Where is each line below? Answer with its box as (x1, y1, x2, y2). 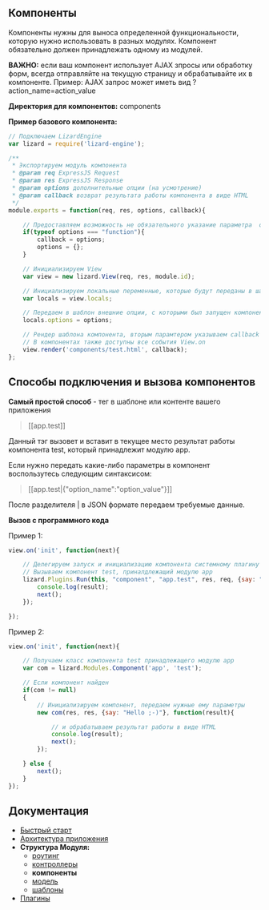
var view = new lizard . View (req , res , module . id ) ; (22, 272, 195, 280)
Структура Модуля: (19, 843, 90, 852)
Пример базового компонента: (8, 116, 118, 127)
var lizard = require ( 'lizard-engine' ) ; (8, 139, 146, 147)
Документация (8, 804, 90, 818)
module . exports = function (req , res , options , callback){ (8, 206, 206, 215)
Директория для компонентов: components (8, 101, 162, 111)
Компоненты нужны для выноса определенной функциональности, (8, 27, 239, 37)
